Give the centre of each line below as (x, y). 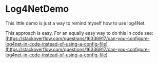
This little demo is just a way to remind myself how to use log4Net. (76, 23)
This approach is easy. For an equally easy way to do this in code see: (80, 33)
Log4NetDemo (37, 9)
